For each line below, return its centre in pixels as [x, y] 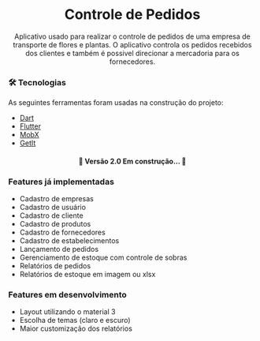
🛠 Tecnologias [37, 82]
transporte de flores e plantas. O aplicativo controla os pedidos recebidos [132, 44]
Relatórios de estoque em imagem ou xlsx [87, 275]
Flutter [30, 126]
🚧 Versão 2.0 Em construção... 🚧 [132, 161]
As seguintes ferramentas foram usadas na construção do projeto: [116, 103]
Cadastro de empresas [57, 199]
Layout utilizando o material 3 [67, 312]
